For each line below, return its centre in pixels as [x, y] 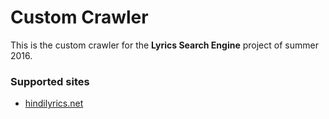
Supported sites [50, 81]
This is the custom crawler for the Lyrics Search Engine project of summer [164, 45]
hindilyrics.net [54, 103]
